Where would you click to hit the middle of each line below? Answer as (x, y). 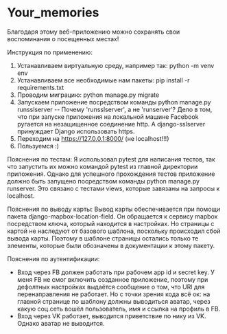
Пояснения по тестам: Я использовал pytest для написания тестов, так (111, 159)
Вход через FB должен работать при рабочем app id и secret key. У (116, 272)
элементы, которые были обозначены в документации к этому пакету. (111, 245)
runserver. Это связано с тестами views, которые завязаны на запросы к (113, 188)
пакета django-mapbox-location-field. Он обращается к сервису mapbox (112, 216)
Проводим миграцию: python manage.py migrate (88, 95)
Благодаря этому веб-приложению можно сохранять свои (94, 32)
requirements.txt (40, 87)
